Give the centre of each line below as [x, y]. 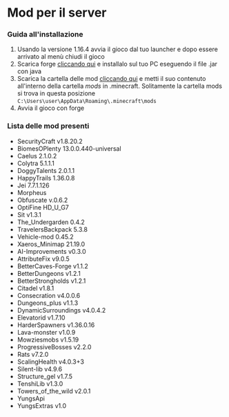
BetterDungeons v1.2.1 [49, 273]
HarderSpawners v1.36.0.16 [56, 325]
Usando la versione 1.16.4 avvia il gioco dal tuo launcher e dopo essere [118, 49]
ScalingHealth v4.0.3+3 [51, 362]
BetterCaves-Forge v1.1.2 [52, 266]
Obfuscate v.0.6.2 [42, 200]
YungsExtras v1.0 [42, 405]
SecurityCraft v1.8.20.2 [50, 141]
